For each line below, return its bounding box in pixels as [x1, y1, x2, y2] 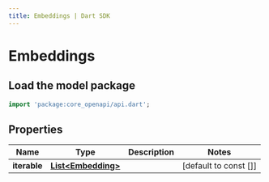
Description [128, 146, 174, 158]
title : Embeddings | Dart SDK [8, 11, 111, 20]
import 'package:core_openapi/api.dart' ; [8, 100, 151, 108]
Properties [8, 122, 63, 136]
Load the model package [8, 78, 136, 93]
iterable [12, 160, 43, 171]
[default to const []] [181, 160, 257, 171]
